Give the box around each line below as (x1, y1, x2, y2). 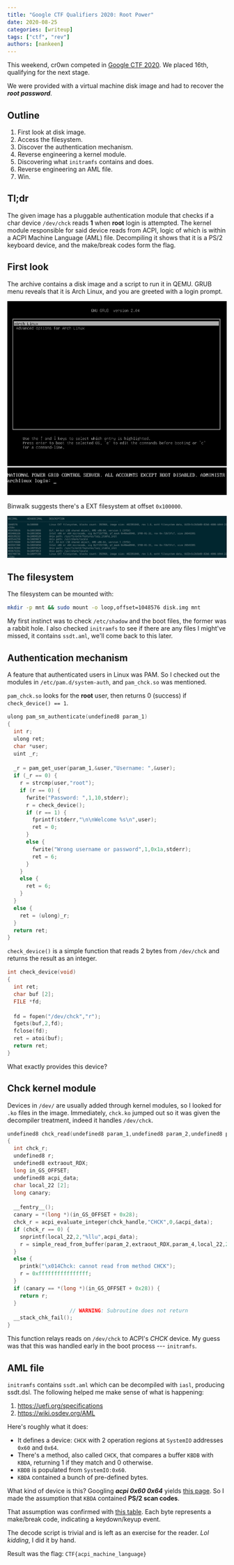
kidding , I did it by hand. (7, 1536, 77, 1545)
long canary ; (13, 1189, 52, 1196)
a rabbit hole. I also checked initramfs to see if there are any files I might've (7, 624, 226, 633)
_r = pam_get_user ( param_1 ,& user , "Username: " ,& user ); (13, 765, 176, 772)
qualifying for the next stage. (7, 68, 91, 77)
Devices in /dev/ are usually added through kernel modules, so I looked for (7, 1101, 221, 1110)
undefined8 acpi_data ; (13, 1174, 79, 1182)
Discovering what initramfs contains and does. (17, 157, 154, 166)
